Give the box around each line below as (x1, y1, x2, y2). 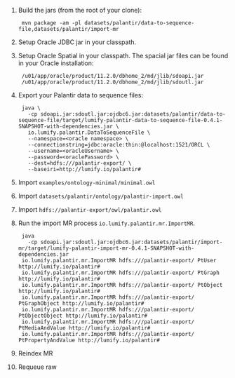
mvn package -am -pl (21, 20, 81, 27)
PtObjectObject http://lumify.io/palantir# (18, 312, 148, 319)
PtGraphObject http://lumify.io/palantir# (18, 300, 145, 307)
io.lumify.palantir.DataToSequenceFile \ (27, 129, 151, 136)
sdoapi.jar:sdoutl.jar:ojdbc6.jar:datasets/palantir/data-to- (40, 111, 227, 118)
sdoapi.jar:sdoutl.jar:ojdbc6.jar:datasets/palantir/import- (40, 238, 223, 245)
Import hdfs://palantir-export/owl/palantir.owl (18, 205, 162, 213)
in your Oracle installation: (18, 59, 94, 67)
